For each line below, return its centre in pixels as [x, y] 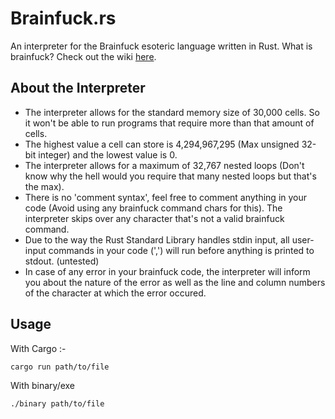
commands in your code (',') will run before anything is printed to [181, 250]
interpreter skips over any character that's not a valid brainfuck [154, 218]
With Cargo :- [38, 348]
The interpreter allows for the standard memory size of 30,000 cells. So [172, 112]
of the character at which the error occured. [115, 293]
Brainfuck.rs [63, 18]
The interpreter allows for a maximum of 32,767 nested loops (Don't [164, 165]
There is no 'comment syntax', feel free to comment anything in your [166, 197]
